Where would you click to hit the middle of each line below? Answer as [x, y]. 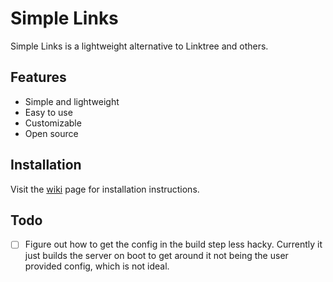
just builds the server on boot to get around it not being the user [156, 256]
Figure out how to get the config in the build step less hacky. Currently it [173, 244]
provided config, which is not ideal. [97, 266]
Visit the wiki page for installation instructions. [105, 189]
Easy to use [48, 112]
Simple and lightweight [72, 101]
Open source [51, 133]
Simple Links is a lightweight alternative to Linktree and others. [139, 46]
